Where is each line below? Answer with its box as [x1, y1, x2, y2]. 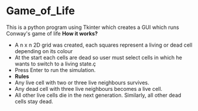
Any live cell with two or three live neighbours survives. [14, 79, 150, 86]
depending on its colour [14, 47, 73, 54]
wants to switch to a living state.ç [14, 60, 96, 67]
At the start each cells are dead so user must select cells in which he [14, 54, 182, 61]
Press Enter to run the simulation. [14, 66, 96, 73]
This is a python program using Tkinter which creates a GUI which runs [6, 24, 179, 31]
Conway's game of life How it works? [6, 30, 98, 37]
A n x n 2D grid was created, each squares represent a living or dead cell [14, 41, 193, 48]
